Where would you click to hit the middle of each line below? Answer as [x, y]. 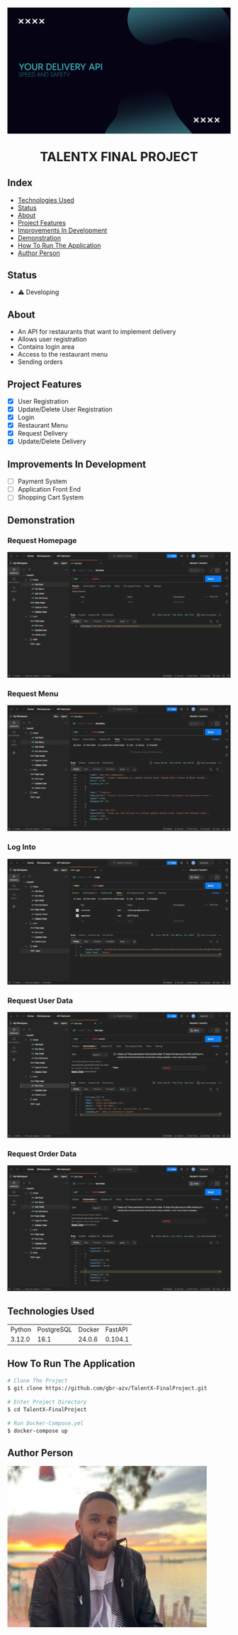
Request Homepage [42, 540]
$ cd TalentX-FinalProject [47, 1409]
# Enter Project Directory [47, 1402]
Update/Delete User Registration [65, 409]
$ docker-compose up [38, 1431]
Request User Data [40, 1000]
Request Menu [33, 694]
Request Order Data [42, 1153]
